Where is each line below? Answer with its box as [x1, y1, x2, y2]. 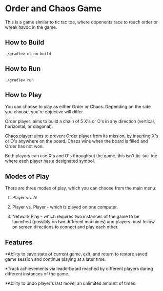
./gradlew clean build [5, 51, 51, 56]
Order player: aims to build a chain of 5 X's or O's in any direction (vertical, [5, 118, 155, 125]
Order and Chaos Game [5, 3, 102, 14]
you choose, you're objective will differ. [5, 109, 84, 115]
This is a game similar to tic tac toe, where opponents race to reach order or [5, 19, 158, 25]
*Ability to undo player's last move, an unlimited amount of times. [5, 280, 137, 286]
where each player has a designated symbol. [5, 158, 95, 164]
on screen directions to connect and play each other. [12, 224, 119, 230]
